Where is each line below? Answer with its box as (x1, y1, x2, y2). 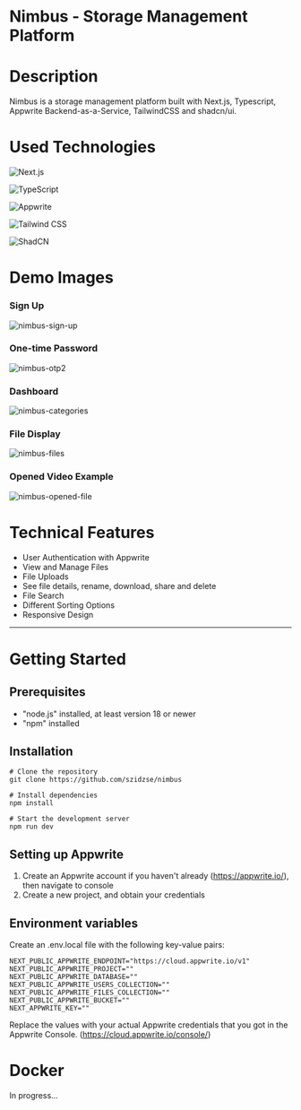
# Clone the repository (9, 767, 99, 776)
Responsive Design (21, 609, 94, 620)
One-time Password (9, 343, 99, 355)
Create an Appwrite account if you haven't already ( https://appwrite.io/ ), (21, 871, 289, 881)
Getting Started (9, 648, 127, 669)
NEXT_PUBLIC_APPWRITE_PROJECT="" (9, 965, 134, 974)
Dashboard (9, 385, 59, 397)
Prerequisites (9, 684, 86, 700)
